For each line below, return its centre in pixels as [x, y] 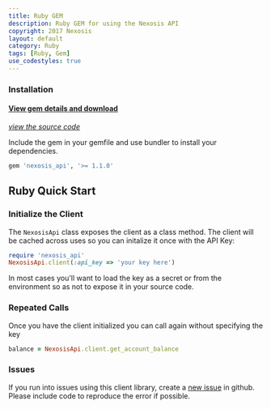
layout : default [36, 38]
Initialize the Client [46, 214]
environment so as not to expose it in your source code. [101, 287]
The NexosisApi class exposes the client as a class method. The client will [131, 232]
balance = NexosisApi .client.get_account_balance [94, 349]
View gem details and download [64, 109]
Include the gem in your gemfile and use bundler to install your [112, 142]
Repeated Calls [39, 308]
